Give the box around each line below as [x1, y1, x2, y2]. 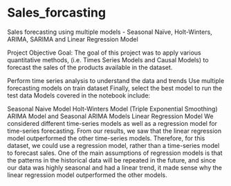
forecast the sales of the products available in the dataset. [7, 63, 173, 71]
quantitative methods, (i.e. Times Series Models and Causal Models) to [7, 55, 209, 64]
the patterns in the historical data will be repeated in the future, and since [7, 156, 216, 164]
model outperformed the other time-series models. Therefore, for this [7, 133, 205, 142]
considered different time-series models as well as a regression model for [7, 119, 218, 127]
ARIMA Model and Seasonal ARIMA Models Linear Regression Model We [7, 112, 214, 120]
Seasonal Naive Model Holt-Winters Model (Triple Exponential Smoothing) [7, 104, 218, 113]
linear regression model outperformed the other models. [7, 171, 167, 179]
